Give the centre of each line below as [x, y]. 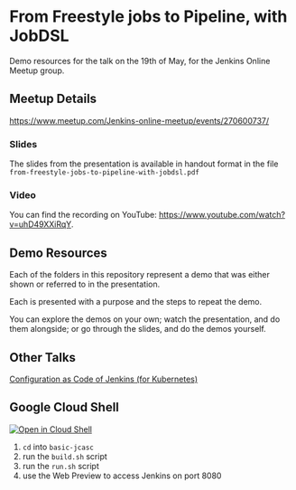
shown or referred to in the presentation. [85, 284]
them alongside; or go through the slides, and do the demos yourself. [138, 329]
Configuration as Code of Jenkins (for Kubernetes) [104, 379]
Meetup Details [53, 99]
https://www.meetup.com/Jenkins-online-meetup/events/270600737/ [139, 120]
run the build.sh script [65, 456]
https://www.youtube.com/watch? [222, 215]
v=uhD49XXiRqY [41, 224]
